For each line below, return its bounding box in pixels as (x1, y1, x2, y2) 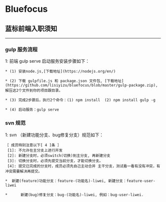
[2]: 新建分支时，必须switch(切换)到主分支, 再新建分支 (7, 153, 111, 158)
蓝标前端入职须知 (5, 24, 57, 33)
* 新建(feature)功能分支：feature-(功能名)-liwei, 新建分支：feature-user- (5, 178, 156, 183)
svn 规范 (5, 120, 26, 126)
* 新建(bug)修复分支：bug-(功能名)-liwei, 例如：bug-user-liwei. (5, 192, 144, 197)
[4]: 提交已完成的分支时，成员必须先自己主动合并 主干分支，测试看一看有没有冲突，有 (7, 163, 161, 168)
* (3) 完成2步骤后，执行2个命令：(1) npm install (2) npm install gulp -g (5, 98, 156, 103)
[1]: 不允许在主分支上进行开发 (7, 148, 63, 153)
